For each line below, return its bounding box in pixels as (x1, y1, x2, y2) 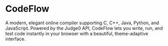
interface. (5, 36, 26, 42)
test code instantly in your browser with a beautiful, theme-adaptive (5, 30, 149, 36)
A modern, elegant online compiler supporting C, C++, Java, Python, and (5, 20, 159, 26)
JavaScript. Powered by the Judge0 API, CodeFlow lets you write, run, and (5, 25, 163, 31)
